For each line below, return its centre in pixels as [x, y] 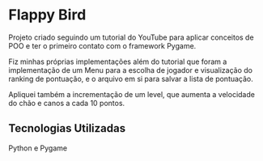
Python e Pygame [38, 148]
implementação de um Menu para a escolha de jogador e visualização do [131, 70]
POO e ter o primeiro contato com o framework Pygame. [102, 45]
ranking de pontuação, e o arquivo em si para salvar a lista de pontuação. [131, 78]
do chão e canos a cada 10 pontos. [67, 103]
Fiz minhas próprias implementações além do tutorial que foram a [118, 61]
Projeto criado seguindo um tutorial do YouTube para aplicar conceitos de [131, 37]
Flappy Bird [47, 15]
